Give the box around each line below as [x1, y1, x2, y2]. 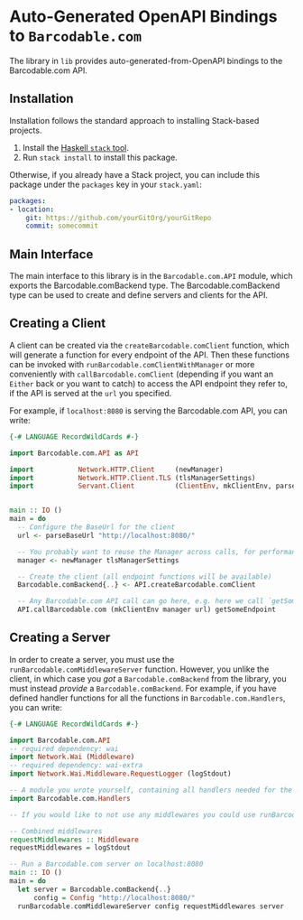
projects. [9, 125, 42, 135]
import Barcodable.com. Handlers [9, 794, 131, 803]
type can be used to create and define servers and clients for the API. [9, 290, 269, 301]
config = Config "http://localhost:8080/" [32, 893, 196, 902]
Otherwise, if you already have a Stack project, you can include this [9, 169, 260, 180]
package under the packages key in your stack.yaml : [9, 179, 203, 190]
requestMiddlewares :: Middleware [9, 835, 140, 844]
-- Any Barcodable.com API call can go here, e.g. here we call [17, 597, 264, 606]
